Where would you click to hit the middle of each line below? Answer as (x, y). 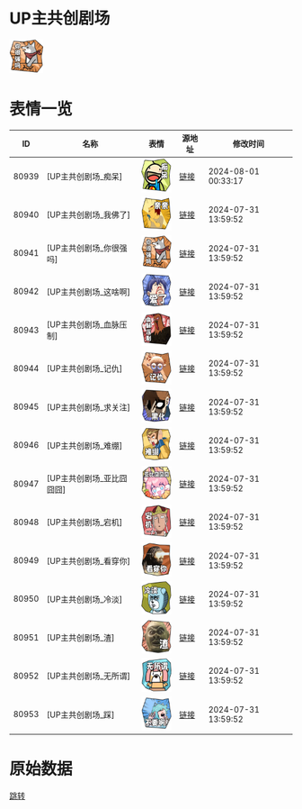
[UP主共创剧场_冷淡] (84, 599)
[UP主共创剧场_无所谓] (89, 676)
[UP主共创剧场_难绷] (84, 445)
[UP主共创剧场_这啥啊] (89, 291)
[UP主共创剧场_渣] (80, 638)
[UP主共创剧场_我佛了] (89, 215)
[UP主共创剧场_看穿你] (89, 560)
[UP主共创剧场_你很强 (87, 248)
